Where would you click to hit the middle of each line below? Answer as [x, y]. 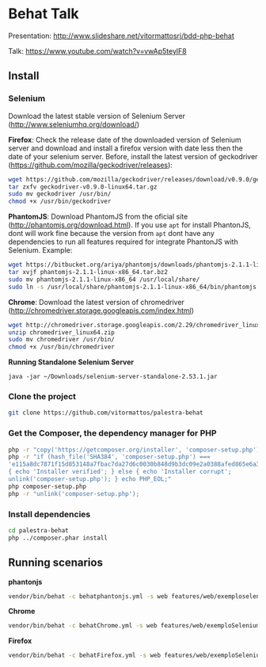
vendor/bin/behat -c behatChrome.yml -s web [83, 626]
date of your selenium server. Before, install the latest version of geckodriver [133, 156]
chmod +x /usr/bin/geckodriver [60, 202]
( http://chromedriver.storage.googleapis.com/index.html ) [101, 311]
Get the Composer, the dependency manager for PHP [112, 433]
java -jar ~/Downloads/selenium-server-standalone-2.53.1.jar [113, 377]
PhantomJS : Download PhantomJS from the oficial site [98, 217]
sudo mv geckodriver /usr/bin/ [60, 194]
